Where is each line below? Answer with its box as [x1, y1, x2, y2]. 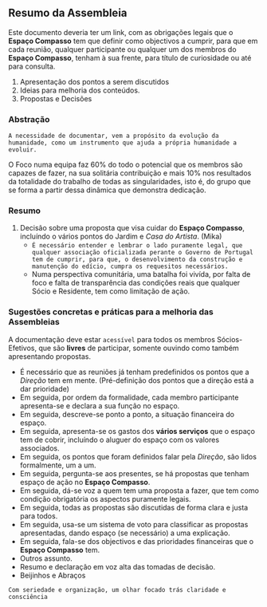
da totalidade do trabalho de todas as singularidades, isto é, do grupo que [8, 177, 251, 187]
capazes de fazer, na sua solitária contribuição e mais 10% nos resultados [8, 168, 252, 178]
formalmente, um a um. [19, 460, 97, 470]
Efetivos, [8, 343, 37, 353]
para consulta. [8, 61, 56, 71]
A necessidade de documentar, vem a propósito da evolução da [8, 132, 219, 140]
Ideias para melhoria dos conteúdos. [19, 85, 140, 95]
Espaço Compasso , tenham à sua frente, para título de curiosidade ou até [8, 53, 252, 62]
